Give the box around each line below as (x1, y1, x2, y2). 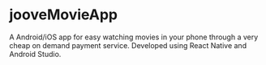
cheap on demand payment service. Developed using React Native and (9, 40, 247, 50)
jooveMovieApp (9, 6, 118, 24)
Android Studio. (9, 49, 62, 59)
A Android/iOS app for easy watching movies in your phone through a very (9, 32, 259, 42)
